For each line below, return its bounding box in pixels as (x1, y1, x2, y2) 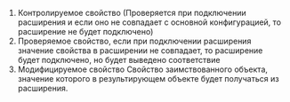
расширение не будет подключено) (17, 27, 154, 36)
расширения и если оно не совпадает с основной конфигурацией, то (17, 17, 282, 27)
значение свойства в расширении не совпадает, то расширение (17, 45, 263, 56)
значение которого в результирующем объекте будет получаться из (17, 74, 279, 83)
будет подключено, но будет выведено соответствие (17, 55, 221, 65)
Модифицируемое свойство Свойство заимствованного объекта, (17, 64, 269, 75)
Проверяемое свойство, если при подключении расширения (17, 35, 252, 46)
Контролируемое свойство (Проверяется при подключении (17, 8, 246, 18)
